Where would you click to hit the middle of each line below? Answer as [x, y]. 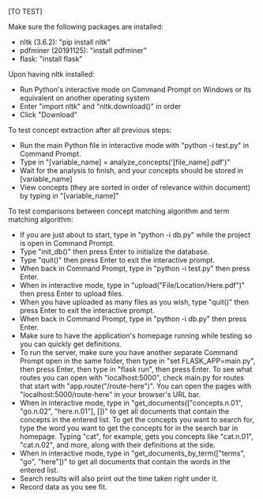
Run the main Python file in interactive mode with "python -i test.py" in [134, 145]
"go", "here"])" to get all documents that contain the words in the [125, 461]
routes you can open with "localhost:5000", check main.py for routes [132, 378]
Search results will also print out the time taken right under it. [119, 478]
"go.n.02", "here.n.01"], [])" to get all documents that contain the [124, 411]
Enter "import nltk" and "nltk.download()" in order [100, 106]
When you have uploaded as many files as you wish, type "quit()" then [134, 302]
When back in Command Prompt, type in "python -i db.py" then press [133, 319]
